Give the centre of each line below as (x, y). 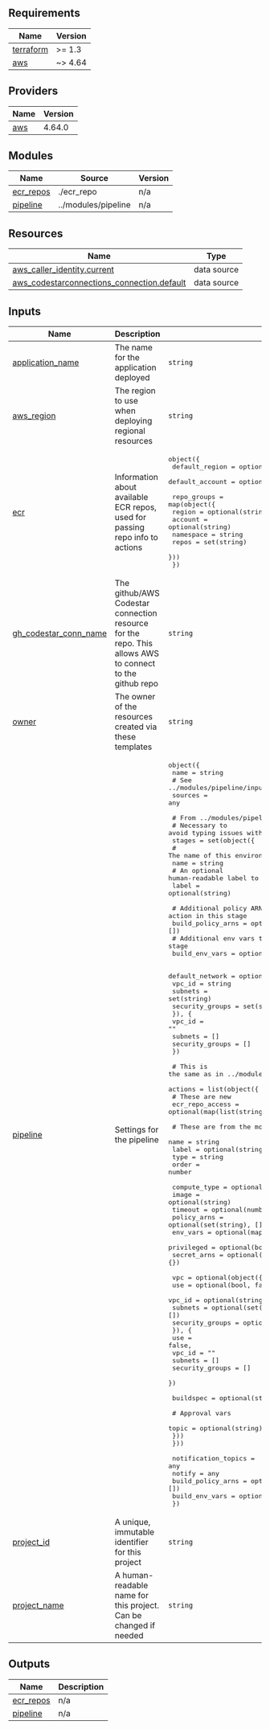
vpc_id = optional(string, (217, 1300)
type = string (198, 1157)
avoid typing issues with (216, 833)
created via (136, 727)
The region (135, 391)
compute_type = (200, 1188)
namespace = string (208, 535)
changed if (135, 1625)
